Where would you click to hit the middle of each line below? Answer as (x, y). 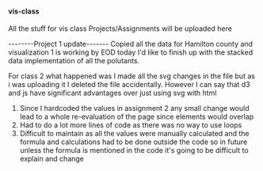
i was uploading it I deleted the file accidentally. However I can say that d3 (130, 85)
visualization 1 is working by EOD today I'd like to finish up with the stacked (131, 52)
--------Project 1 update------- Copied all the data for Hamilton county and (131, 44)
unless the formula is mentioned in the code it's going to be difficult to (134, 150)
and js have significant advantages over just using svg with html (112, 93)
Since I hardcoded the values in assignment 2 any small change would (134, 108)
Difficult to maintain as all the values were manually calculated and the (134, 134)
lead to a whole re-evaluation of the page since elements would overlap (137, 117)
